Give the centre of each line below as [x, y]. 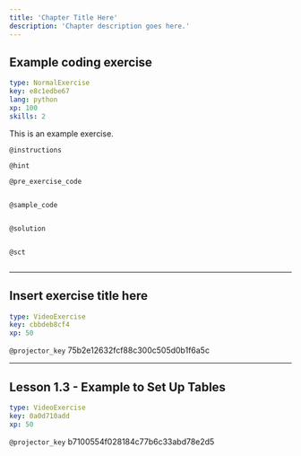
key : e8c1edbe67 [39, 92]
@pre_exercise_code [46, 181]
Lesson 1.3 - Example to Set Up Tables [118, 387]
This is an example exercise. [61, 133]
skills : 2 [28, 116]
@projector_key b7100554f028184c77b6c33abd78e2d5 [112, 442]
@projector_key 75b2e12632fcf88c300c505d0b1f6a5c [110, 350]
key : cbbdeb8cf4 [39, 325]
